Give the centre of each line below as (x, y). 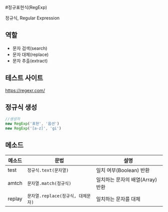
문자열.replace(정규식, (52, 196)
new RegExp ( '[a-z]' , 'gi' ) (33, 128)
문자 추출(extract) (30, 60)
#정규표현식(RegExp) (26, 7)
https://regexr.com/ (25, 90)
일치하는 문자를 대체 (118, 199)
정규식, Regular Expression (32, 18)
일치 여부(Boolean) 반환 (123, 170)
